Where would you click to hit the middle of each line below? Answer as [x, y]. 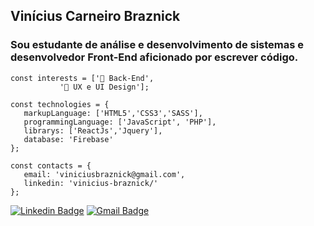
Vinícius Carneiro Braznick [95, 16]
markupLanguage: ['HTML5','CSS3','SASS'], [113, 113]
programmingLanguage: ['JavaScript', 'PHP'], [120, 122]
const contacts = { [51, 165]
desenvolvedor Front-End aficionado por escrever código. [154, 57]
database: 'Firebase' [68, 139]
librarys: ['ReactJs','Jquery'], [93, 130]
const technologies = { [60, 104]
